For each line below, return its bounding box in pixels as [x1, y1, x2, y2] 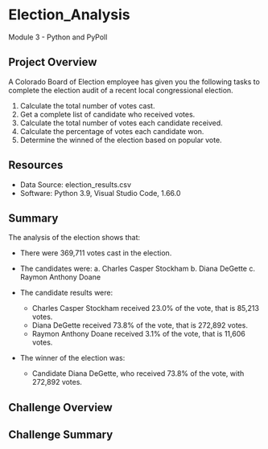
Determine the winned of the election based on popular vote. [19, 135, 223, 145]
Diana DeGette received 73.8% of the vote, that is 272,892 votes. [31, 320, 248, 330]
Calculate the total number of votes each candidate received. [19, 118, 223, 128]
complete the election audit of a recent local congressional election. [8, 85, 233, 95]
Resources [8, 158, 64, 172]
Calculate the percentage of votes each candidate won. [19, 126, 204, 136]
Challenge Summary [8, 428, 113, 442]
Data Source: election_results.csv [19, 179, 131, 190]
